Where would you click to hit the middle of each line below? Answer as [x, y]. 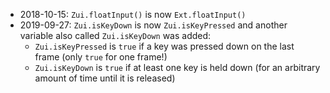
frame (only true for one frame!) [101, 57]
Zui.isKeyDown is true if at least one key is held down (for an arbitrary [177, 67]
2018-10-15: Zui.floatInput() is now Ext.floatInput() [133, 14]
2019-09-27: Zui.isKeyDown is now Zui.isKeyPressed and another [153, 25]
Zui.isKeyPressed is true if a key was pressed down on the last [164, 46]
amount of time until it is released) [105, 78]
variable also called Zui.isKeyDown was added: [115, 35]
